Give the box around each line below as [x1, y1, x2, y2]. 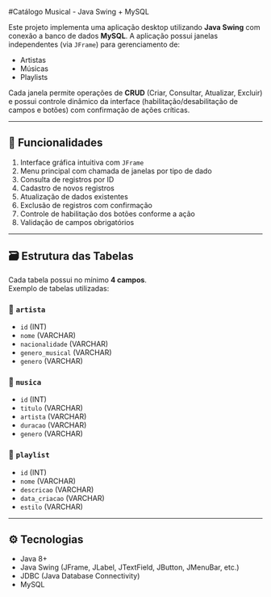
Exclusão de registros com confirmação [19, 200, 153, 210]
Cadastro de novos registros [19, 183, 115, 193]
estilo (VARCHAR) [19, 502, 83, 511]
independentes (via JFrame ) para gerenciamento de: [8, 40, 180, 49]
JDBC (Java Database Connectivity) [19, 571, 140, 581]
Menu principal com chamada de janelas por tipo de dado [19, 165, 212, 176]
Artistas [19, 56, 47, 65]
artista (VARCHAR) [19, 411, 87, 422]
